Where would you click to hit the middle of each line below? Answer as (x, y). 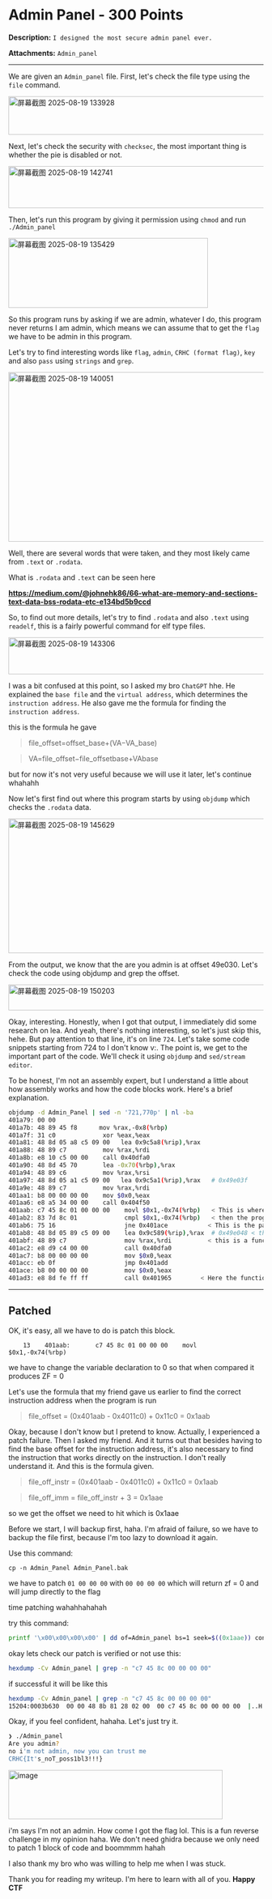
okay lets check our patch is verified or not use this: (95, 1653)
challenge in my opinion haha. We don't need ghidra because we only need (134, 1839)
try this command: (39, 1623)
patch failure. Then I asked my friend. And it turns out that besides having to (135, 1440)
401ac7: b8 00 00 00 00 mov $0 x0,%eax (90, 1256)
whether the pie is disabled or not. (66, 155)
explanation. (29, 1097)
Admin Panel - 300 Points (96, 15)
